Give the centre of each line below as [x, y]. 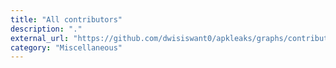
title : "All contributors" [66, 19]
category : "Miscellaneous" [66, 47]
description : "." [46, 29]
